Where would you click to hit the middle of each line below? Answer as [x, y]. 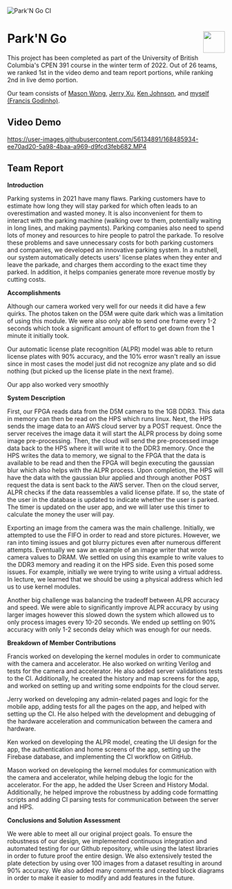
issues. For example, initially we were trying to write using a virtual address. [115, 572]
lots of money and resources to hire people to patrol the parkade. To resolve [116, 235]
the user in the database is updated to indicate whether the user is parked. [113, 499]
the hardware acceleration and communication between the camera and [110, 721]
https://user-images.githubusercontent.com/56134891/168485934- [103, 139]
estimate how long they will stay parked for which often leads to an [103, 206]
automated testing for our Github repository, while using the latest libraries [113, 848]
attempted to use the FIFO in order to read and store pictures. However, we [114, 535]
